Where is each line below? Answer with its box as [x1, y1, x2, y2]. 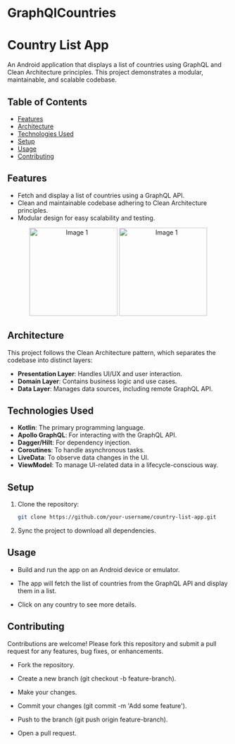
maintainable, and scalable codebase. [7, 75, 118, 84]
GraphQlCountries [7, 5, 117, 21]
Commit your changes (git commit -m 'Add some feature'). [17, 701, 187, 709]
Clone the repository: [17, 500, 80, 509]
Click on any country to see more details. [17, 600, 137, 609]
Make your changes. [17, 688, 77, 696]
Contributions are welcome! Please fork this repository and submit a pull [7, 639, 217, 647]
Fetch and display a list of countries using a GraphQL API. [17, 191, 185, 199]
